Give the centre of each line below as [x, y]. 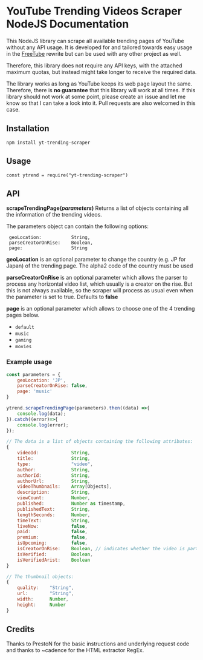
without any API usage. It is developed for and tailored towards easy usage [99, 47]
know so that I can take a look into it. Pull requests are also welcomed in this [101, 103]
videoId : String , [54, 453]
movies [23, 347]
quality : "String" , [46, 588]
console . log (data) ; [42, 414]
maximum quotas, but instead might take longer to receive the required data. [101, 72]
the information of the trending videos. [54, 215]
